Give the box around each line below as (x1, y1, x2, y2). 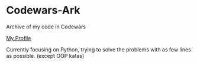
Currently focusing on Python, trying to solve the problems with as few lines (6, 45, 191, 53)
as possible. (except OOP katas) (6, 52, 85, 59)
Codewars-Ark (6, 4, 81, 17)
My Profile (6, 34, 31, 41)
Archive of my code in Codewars (6, 23, 86, 30)
